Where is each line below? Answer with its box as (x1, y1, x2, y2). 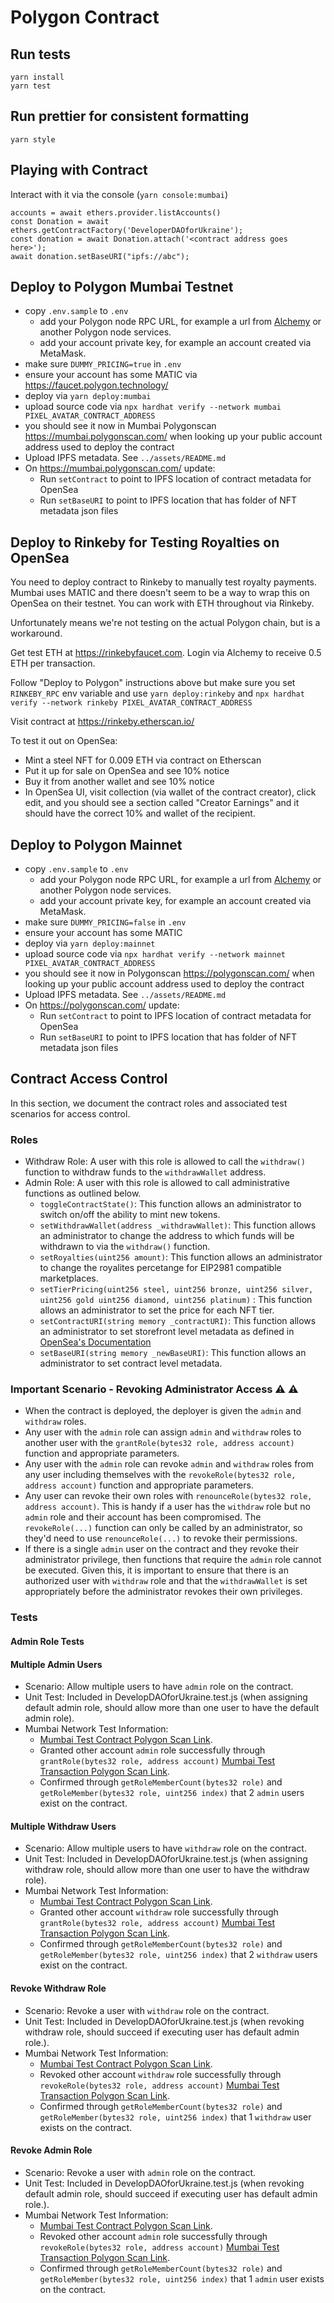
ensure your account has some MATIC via (24, 369, 198, 381)
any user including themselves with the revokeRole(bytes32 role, (24, 1469, 297, 1481)
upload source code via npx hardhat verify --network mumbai (24, 401, 282, 413)
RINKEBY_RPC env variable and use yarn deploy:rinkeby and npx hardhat (10, 687, 305, 700)
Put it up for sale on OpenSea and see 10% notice (24, 765, 230, 777)
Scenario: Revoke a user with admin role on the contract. (24, 2166, 257, 2178)
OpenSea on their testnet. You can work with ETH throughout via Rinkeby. (10, 597, 315, 610)
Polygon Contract (10, 6, 160, 29)
